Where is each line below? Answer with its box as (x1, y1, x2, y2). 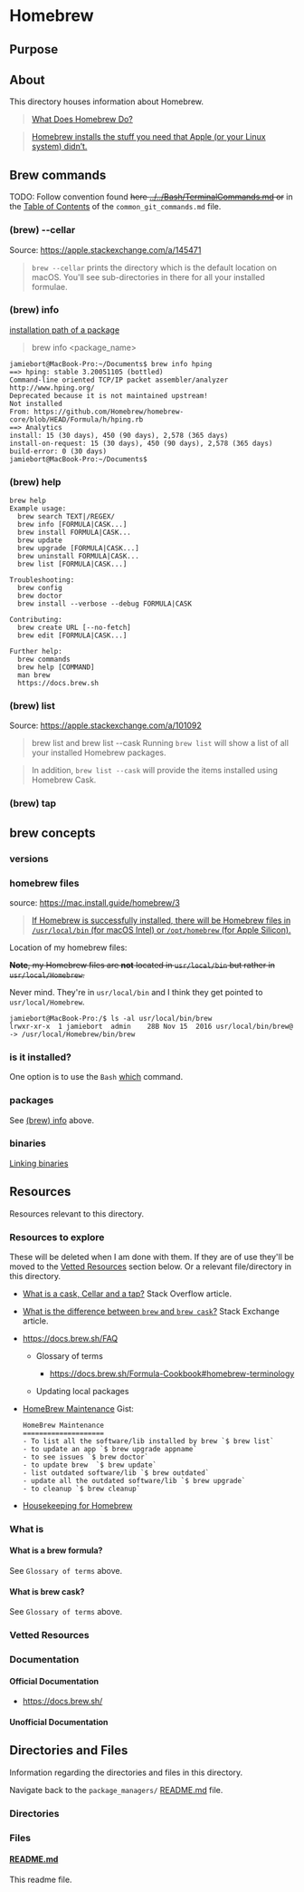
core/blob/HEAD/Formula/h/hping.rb (9, 414, 144, 424)
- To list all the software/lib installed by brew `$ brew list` (22, 1436, 274, 1446)
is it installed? (9, 1051, 72, 1063)
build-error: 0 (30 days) (9, 446, 107, 456)
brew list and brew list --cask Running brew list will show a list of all (31, 738, 290, 749)
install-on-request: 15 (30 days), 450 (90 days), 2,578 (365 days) (9, 439, 273, 448)
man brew (17, 671, 51, 680)
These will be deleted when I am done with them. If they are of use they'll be (9, 1251, 294, 1262)
